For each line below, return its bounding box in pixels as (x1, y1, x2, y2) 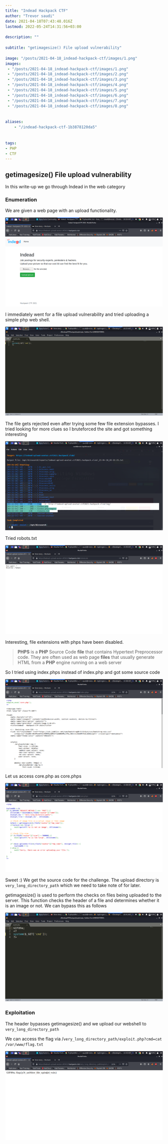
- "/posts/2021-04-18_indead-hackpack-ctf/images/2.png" (7, 72, 128, 77)
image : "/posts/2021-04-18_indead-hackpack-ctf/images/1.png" (5, 56, 137, 61)
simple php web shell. (5, 317, 50, 323)
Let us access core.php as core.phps (5, 773, 81, 779)
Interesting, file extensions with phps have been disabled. (5, 639, 124, 645)
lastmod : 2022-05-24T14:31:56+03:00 (5, 24, 81, 29)
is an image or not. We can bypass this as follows (5, 902, 107, 908)
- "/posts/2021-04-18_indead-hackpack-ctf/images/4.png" (7, 82, 128, 87)
